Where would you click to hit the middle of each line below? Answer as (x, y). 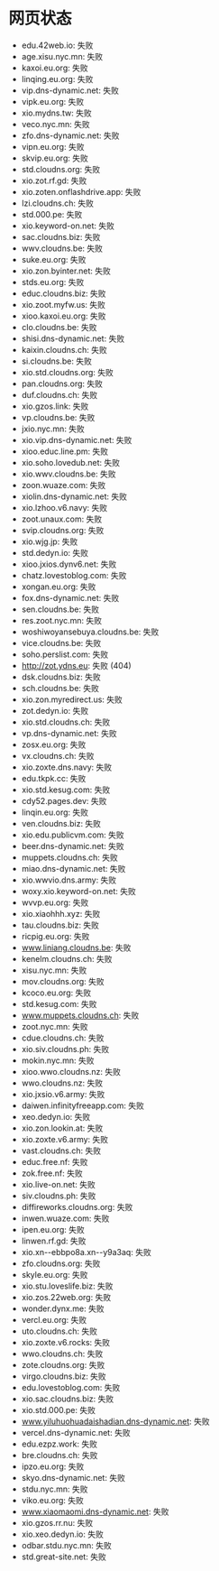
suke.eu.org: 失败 (54, 259)
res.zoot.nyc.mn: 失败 (62, 620)
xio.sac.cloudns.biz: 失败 (68, 1399)
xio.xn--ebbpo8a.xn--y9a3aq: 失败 (87, 1252)
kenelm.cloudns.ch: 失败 (67, 958)
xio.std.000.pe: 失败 (59, 1409)
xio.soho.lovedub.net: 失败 (71, 462)
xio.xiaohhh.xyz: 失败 (61, 913)
